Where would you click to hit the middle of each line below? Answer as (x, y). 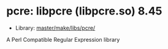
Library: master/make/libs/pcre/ (55, 28)
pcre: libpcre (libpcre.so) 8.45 (84, 11)
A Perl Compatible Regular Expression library (63, 39)
